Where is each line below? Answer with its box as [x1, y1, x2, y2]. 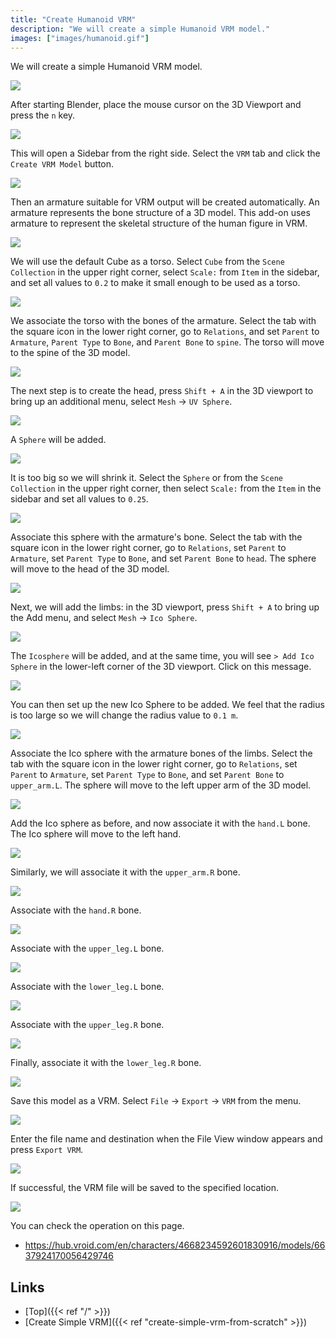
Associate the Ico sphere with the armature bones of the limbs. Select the [10, 747, 313, 760]
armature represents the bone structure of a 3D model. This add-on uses [10, 207, 311, 219]
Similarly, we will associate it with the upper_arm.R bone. [10, 866, 241, 878]
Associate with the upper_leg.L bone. [10, 942, 165, 955]
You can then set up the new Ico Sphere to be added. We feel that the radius [10, 699, 325, 711]
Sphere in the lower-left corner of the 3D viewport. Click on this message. [10, 661, 312, 673]
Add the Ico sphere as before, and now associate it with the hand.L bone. [10, 817, 311, 830]
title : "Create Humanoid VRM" [10, 14, 137, 25]
